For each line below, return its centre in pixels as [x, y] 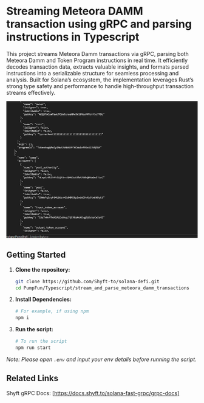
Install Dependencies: [43, 300]
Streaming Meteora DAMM [75, 11]
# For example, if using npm [52, 311]
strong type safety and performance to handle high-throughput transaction [100, 86]
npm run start [33, 348]
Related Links [32, 378]
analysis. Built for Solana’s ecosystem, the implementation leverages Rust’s [100, 80]
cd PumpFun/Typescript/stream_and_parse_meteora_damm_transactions [102, 288]
